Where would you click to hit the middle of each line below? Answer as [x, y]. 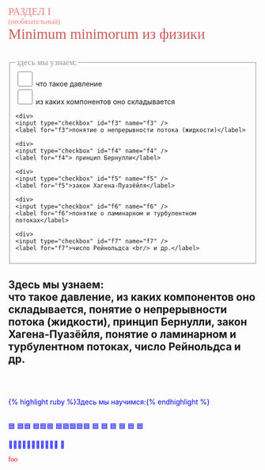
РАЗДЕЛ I [30, 12]
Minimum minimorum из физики [107, 34]
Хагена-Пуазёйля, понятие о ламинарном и [122, 335]
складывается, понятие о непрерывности [118, 310]
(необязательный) [34, 21]
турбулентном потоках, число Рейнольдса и [125, 347]
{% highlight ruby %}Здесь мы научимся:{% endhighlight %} [109, 402]
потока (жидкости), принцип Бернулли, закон [128, 322]
